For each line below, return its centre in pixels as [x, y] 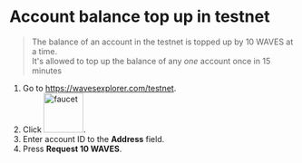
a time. [44, 51]
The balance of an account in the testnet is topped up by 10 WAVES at [162, 42]
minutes [46, 71]
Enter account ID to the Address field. [93, 139]
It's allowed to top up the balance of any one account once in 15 [151, 61]
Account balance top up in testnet [140, 17]
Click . [54, 129]
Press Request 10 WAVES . [72, 149]
